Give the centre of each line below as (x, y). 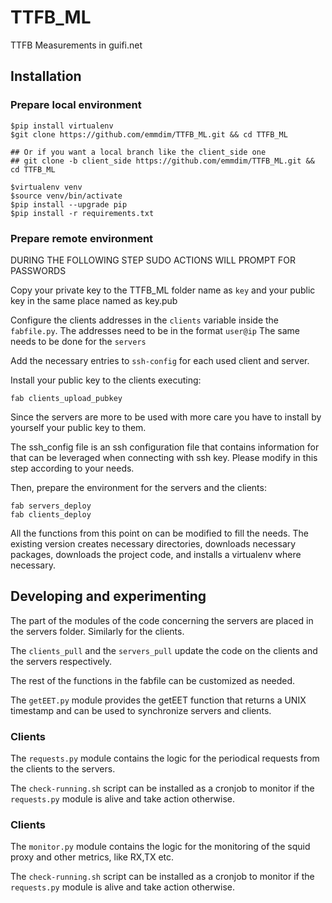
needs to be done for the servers (78, 341)
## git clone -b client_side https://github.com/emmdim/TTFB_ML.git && (162, 161)
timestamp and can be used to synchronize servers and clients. (141, 710)
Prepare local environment (76, 105)
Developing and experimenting (108, 596)
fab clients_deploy (51, 514)
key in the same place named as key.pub (94, 300)
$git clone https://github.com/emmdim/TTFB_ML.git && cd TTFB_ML (149, 134)
